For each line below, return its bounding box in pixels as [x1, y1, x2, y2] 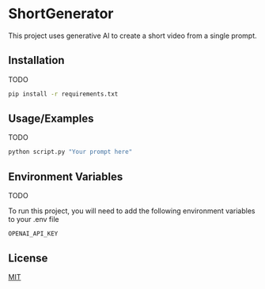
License [8, 251, 48, 265]
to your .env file [8, 215, 59, 224]
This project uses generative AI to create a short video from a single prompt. [8, 31, 257, 40]
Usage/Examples [8, 112, 94, 126]
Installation [8, 54, 65, 67]
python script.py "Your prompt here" [8, 148, 133, 156]
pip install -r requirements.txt [8, 90, 119, 98]
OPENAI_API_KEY [8, 230, 59, 238]
